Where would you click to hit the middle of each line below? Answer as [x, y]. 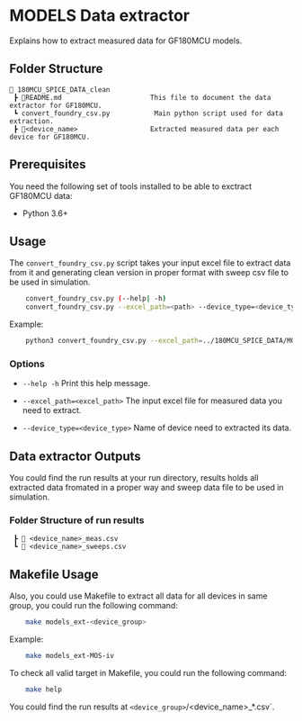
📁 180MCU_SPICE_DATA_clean [60, 90]
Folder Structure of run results [77, 520]
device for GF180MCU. [50, 137]
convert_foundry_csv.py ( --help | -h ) [96, 299]
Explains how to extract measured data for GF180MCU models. [126, 41]
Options [27, 364]
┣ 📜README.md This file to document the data [142, 97]
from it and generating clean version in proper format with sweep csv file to [149, 273]
